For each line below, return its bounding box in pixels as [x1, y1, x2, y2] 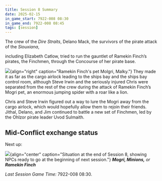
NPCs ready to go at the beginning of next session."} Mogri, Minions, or [5, 157, 150, 162]
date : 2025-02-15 [5, 12, 40, 17]
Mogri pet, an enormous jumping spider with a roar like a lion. [5, 89, 128, 95]
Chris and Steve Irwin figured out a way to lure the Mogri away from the [5, 99, 149, 105]
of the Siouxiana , [5, 44, 40, 50]
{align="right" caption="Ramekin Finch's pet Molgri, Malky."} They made [10, 69, 156, 75]
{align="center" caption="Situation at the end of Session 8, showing [10, 151, 147, 157]
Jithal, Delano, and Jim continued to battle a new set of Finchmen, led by [5, 109, 152, 115]
